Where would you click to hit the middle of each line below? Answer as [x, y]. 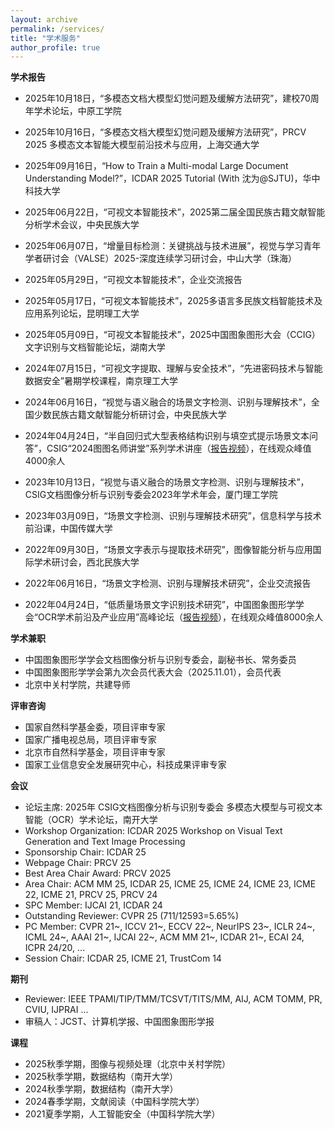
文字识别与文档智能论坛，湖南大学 [95, 347]
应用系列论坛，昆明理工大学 [82, 313]
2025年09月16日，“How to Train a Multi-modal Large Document [156, 166]
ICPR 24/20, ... [55, 948]
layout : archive [44, 19]
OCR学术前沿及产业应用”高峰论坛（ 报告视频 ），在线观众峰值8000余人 [180, 617]
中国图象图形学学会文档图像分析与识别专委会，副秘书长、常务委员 [160, 660]
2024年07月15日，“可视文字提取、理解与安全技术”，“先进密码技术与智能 [173, 368]
